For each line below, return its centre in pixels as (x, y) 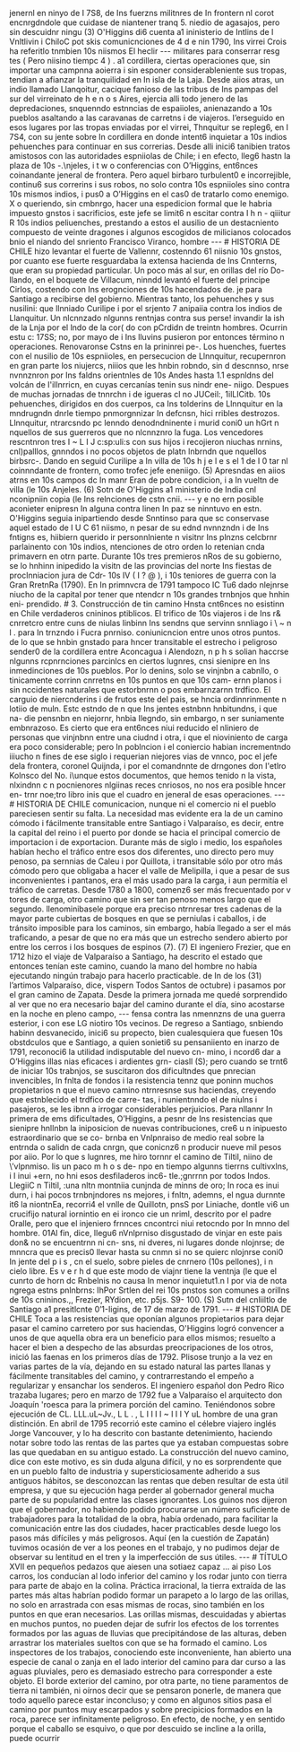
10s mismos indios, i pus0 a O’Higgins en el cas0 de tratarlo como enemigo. (149, 194)
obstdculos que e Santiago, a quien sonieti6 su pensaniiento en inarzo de (145, 1042)
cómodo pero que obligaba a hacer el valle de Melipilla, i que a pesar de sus (150, 871)
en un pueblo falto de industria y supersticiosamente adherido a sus (135, 1471)
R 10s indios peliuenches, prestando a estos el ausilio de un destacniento (144, 222)
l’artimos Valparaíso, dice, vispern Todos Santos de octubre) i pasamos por (148, 985)
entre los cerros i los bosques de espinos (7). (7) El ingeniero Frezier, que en (150, 947)
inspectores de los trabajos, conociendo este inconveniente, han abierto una (150, 1652)
